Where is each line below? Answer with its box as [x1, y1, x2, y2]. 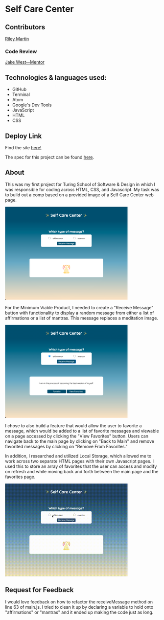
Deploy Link [5, 132, 42, 140]
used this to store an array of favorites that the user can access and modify [5, 463, 157, 469]
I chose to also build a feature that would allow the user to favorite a [5, 422, 142, 429]
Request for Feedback [5, 586, 74, 594]
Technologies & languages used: [5, 73, 107, 82]
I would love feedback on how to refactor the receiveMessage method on [5, 598, 153, 605]
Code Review [5, 48, 37, 55]
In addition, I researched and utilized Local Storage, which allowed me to [5, 453, 152, 459]
